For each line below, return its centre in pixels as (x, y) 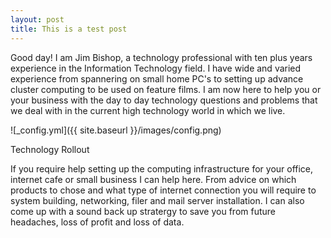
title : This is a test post (69, 29)
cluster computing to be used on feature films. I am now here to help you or (166, 89)
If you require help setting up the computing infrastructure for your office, (162, 168)
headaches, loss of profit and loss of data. (97, 222)
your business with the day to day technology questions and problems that (164, 100)
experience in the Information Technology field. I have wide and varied (156, 68)
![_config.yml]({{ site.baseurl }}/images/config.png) (116, 130)
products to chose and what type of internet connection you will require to (163, 190)
